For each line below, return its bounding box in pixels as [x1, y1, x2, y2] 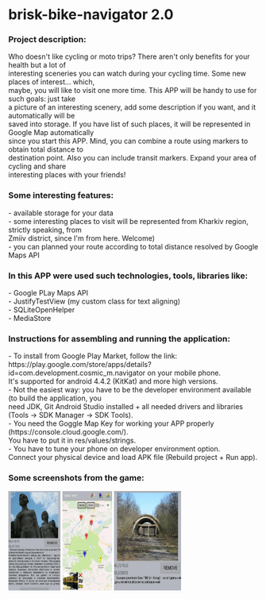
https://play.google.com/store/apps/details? [8, 360, 152, 369]
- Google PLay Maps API [8, 288, 89, 298]
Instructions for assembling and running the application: [8, 334, 231, 344]
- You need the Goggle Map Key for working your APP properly [8, 419, 214, 428]
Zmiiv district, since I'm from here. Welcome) [8, 233, 156, 243]
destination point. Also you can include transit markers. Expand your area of [8, 153, 256, 163]
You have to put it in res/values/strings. [8, 435, 137, 446]
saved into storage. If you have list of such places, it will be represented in [8, 119, 251, 129]
